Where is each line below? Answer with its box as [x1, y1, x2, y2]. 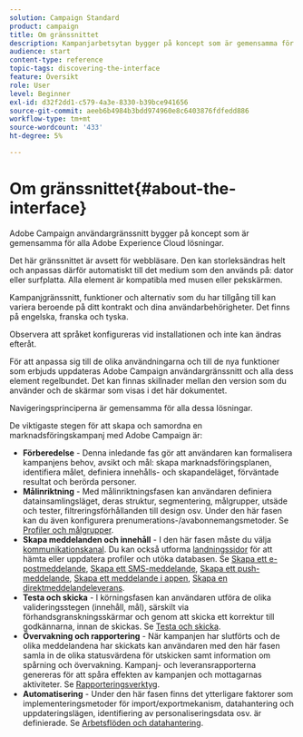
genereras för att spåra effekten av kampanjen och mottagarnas [22, 669, 262, 680]
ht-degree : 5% [9, 132, 64, 141]
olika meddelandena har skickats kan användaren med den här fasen [22, 640, 280, 651]
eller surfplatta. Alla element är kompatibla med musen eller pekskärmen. [9, 274, 283, 285]
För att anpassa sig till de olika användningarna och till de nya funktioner [9, 356, 280, 367]
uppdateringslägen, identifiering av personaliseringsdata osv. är [22, 707, 262, 718]
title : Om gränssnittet [9, 30, 100, 39]
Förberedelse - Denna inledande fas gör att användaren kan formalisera [22, 447, 293, 458]
